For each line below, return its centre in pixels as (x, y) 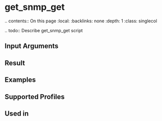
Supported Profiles (35, 96)
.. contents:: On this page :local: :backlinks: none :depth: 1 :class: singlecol (81, 21)
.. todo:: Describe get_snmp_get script (44, 30)
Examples (20, 80)
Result (15, 63)
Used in (17, 113)
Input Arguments (32, 46)
